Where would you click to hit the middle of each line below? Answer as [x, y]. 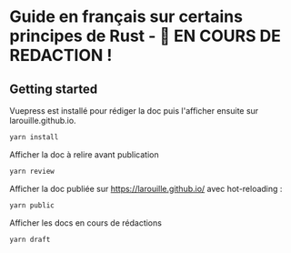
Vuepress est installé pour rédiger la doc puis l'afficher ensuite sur [134, 111]
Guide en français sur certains [126, 17]
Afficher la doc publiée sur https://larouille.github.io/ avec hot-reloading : [146, 188]
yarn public [32, 205]
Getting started [54, 89]
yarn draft [30, 239]
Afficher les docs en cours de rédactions [85, 223]
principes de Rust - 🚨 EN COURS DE [145, 36]
